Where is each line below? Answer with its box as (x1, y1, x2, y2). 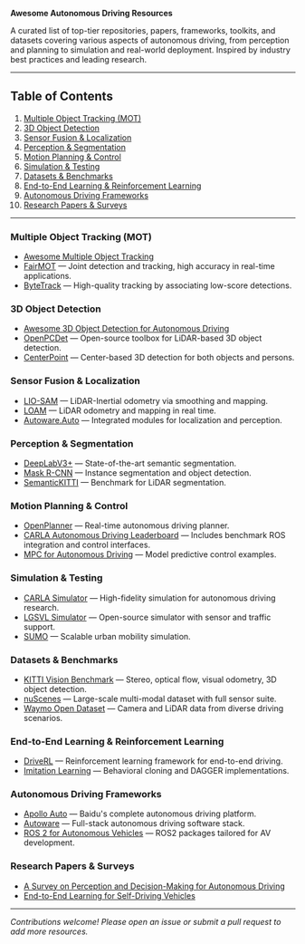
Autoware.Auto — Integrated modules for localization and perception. (23, 414, 283, 425)
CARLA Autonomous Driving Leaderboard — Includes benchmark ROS (23, 530, 286, 541)
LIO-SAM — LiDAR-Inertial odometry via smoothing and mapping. (23, 395, 269, 406)
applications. (23, 271, 71, 282)
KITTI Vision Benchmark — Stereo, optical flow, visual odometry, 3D (23, 674, 277, 685)
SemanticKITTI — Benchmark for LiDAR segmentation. (23, 477, 227, 487)
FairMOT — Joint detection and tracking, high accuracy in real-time (23, 261, 275, 272)
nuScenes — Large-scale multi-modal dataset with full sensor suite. (23, 693, 277, 704)
